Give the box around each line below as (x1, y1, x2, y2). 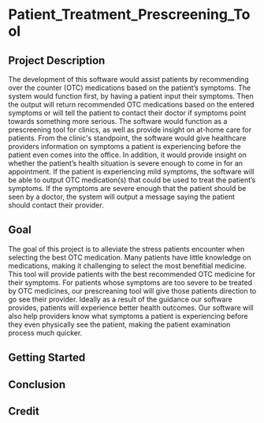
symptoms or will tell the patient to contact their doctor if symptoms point (8, 108, 247, 118)
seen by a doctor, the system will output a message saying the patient (8, 192, 235, 201)
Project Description (8, 54, 106, 67)
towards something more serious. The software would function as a (8, 117, 228, 125)
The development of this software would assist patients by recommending (8, 75, 249, 84)
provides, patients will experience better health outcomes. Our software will (8, 302, 254, 313)
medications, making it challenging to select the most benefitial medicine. (8, 260, 247, 270)
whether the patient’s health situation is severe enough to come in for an (8, 159, 243, 167)
